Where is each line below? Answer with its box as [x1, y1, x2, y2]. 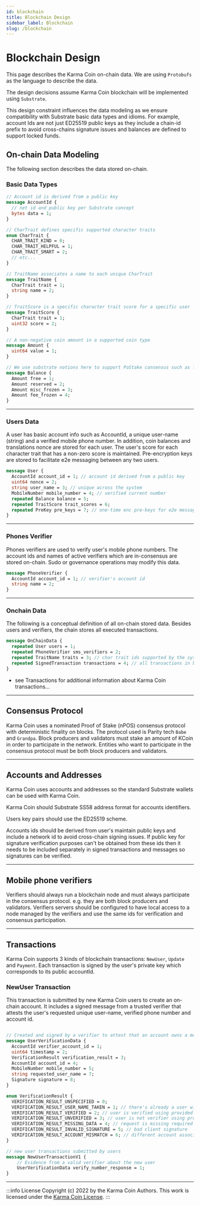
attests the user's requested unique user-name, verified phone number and [6, 1009, 191, 1017]
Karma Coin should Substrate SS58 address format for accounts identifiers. [6, 804, 192, 811]
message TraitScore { [6, 310, 60, 316]
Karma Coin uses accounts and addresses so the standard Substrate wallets [6, 786, 193, 793]
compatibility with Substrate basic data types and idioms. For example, [6, 113, 180, 120]
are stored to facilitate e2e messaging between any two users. [6, 457, 160, 464]
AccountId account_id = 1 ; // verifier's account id [11, 576, 145, 581]
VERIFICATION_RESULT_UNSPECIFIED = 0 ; [11, 1098, 108, 1104]
